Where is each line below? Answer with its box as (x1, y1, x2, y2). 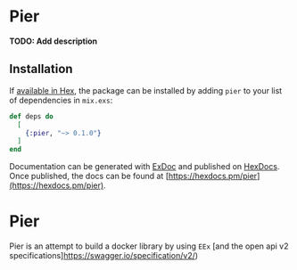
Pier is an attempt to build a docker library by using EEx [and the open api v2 (9, 241, 289, 251)
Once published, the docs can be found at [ (9, 171, 169, 182)
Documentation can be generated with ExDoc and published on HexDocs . (9, 161, 280, 172)
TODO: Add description (9, 36, 98, 46)
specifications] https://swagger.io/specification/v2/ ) (9, 250, 199, 261)
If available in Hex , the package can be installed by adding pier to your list (9, 85, 283, 95)
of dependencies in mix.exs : (9, 94, 113, 105)
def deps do (9, 111, 54, 121)
